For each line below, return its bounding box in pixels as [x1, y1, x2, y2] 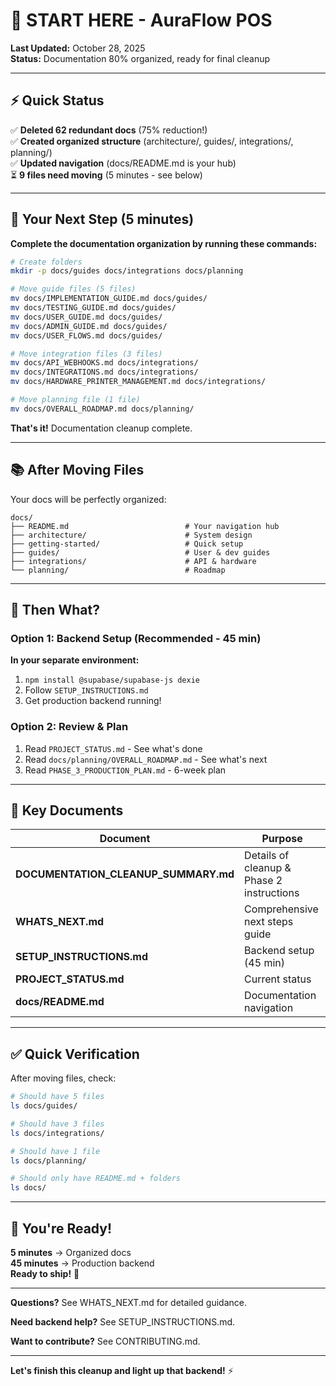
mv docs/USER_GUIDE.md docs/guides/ [10, 312, 163, 322]
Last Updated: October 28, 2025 [10, 42, 146, 54]
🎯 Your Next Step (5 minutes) [10, 211, 195, 228]
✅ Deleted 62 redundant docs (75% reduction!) [10, 124, 208, 136]
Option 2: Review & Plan [10, 720, 129, 734]
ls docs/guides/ [10, 1101, 78, 1111]
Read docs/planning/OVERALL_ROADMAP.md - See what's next [24, 753, 268, 765]
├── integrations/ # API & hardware [10, 556, 257, 566]
